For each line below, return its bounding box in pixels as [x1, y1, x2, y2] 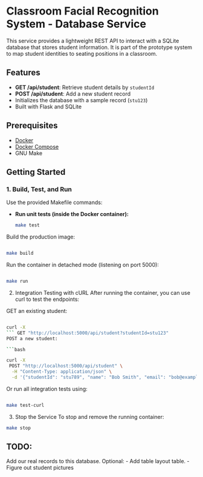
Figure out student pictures [6, 464, 74, 472]
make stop [6, 425, 31, 431]
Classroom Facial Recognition [6, 4, 159, 18]
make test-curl [6, 402, 45, 408]
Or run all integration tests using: [6, 385, 88, 392]
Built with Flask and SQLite [14, 103, 82, 110]
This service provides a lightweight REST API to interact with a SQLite [6, 37, 179, 44]
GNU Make [14, 150, 43, 157]
